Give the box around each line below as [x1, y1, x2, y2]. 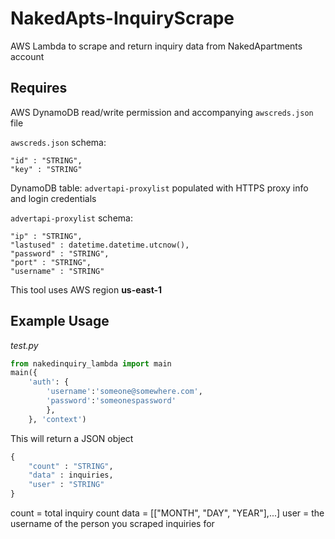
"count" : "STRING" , [28, 461, 114, 471]
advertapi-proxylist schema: [10, 212, 133, 224]
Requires [10, 80, 68, 97]
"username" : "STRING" [10, 266, 105, 276]
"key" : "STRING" [10, 164, 83, 174]
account [10, 50, 45, 62]
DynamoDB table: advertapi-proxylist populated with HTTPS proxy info [10, 182, 309, 194]
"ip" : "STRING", [10, 231, 83, 241]
